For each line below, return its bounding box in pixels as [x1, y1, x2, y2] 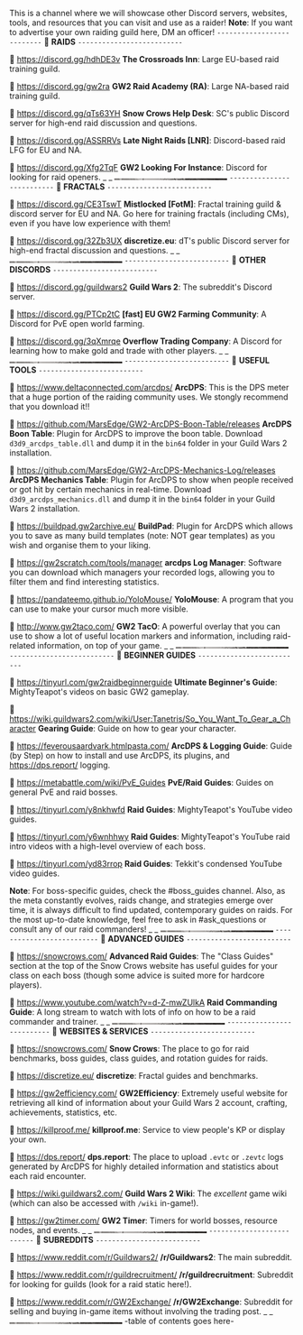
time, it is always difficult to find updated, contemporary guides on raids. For [9, 905, 293, 915]
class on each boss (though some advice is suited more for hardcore [9, 970, 265, 981]
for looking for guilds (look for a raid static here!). [9, 1279, 192, 1289]
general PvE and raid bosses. [9, 787, 118, 797]
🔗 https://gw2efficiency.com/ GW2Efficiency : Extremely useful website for [9, 1088, 289, 1099]
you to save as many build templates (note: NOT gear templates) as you [9, 530, 275, 540]
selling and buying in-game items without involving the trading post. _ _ [9, 1306, 273, 1316]
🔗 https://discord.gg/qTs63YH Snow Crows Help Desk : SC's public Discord [9, 108, 290, 118]
